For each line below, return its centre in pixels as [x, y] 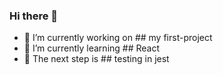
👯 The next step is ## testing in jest [96, 59]
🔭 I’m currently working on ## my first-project [118, 38]
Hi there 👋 [34, 16]
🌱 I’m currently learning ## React [92, 48]
